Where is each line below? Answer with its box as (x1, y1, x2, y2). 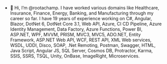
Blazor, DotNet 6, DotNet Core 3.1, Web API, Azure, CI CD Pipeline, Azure (10, 21, 162, 27)
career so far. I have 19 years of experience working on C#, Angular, (10, 16, 152, 21)
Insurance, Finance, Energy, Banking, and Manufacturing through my (10, 10, 154, 16)
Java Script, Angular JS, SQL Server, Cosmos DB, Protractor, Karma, (10, 48, 153, 53)
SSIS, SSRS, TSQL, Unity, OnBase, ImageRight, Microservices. (10, 53, 140, 59)
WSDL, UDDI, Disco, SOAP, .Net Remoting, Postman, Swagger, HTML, (10, 42, 156, 48)
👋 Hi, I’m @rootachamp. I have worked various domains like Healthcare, (10, 5, 159, 11)
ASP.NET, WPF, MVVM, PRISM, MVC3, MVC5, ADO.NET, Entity (10, 32, 141, 37)
